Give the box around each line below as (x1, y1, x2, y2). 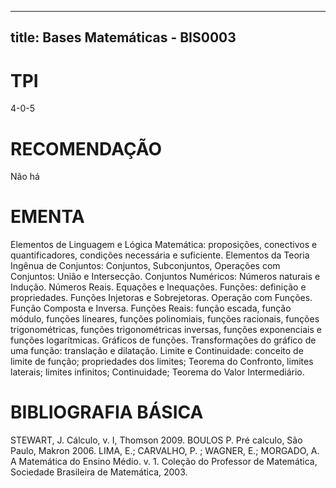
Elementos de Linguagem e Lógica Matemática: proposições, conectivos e (10, 239, 318, 251)
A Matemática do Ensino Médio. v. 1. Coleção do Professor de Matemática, (10, 456, 318, 468)
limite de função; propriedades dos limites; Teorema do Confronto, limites (10, 356, 314, 368)
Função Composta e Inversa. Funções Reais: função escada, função (10, 302, 292, 315)
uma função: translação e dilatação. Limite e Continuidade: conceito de (10, 345, 304, 357)
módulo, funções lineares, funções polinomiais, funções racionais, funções (10, 313, 320, 325)
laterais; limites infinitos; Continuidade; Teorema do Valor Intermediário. (10, 366, 305, 378)
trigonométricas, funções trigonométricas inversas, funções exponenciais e (10, 324, 322, 336)
